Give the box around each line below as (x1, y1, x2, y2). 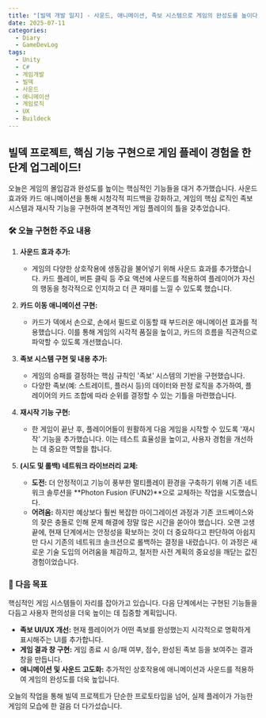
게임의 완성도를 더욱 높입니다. (28, 674, 120, 684)
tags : (8, 48, 26, 56)
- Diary (15, 33, 41, 42)
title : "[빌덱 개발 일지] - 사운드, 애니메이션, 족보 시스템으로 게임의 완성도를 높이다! (8, 11, 261, 20)
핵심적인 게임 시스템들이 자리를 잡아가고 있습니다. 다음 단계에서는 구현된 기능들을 (8, 598, 258, 608)
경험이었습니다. (31, 556, 79, 567)
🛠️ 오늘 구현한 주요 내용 (8, 225, 92, 236)
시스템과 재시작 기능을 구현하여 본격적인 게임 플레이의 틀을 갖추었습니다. (8, 203, 230, 212)
